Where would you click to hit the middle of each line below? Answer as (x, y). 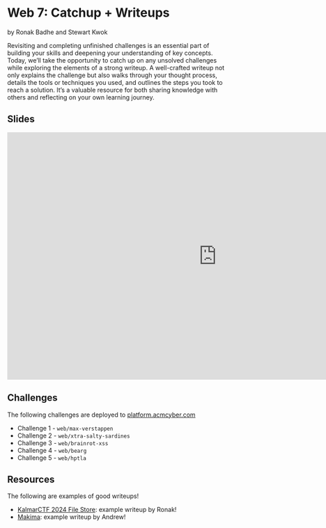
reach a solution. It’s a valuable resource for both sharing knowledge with (112, 90)
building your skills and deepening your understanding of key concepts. (110, 53)
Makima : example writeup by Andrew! (71, 517)
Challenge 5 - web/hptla (52, 458)
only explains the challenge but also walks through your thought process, (112, 75)
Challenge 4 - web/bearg (52, 450)
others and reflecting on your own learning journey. (81, 97)
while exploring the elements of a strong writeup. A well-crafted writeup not (116, 67)
